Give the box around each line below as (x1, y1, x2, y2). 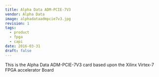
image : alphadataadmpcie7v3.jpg (5, 16, 71, 21)
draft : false (5, 48, 32, 53)
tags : (5, 26, 16, 30)
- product (9, 30, 29, 35)
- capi (9, 39, 23, 44)
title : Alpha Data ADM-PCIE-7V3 (5, 7, 71, 12)
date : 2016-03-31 (5, 44, 41, 49)
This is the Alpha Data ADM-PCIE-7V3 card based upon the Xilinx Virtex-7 (5, 62, 154, 68)
